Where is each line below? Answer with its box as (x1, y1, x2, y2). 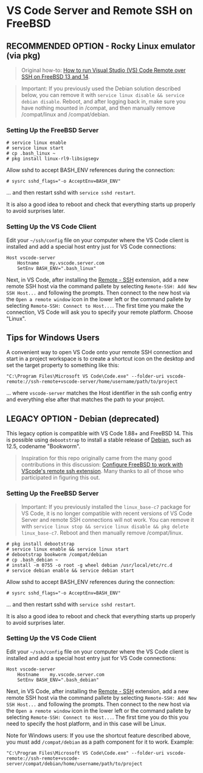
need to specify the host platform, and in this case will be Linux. (6, 720, 166, 727)
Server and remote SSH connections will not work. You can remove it (21, 516, 194, 523)
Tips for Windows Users (6, 332, 100, 343)
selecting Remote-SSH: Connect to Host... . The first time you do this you (6, 713, 189, 721)
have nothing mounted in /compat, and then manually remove (21, 104, 176, 112)
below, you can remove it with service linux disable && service (21, 91, 185, 98)
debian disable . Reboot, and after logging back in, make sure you (21, 98, 186, 105)
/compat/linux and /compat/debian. (21, 111, 111, 118)
